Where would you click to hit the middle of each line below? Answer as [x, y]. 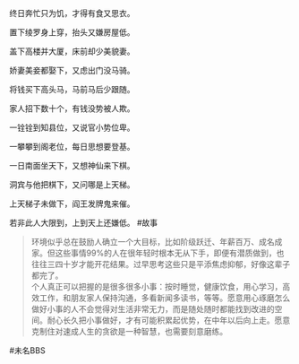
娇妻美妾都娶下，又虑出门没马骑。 [72, 70]
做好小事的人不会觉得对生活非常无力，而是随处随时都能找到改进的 [153, 309]
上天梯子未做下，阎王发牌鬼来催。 [72, 204]
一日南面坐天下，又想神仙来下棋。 [72, 165]
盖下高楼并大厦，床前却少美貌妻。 [72, 51]
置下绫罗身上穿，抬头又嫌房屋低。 [72, 32]
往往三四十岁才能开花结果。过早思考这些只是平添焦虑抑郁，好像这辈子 [161, 264]
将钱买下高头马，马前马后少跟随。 [72, 89]
